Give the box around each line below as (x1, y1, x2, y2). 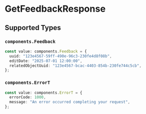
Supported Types (5, 23, 62, 32)
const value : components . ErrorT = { (5, 90, 82, 95)
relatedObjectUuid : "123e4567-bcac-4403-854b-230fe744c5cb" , (9, 63, 142, 68)
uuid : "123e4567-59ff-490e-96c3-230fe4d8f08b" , (9, 53, 112, 59)
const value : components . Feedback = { (5, 49, 87, 54)
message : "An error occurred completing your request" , (9, 100, 130, 105)
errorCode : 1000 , (9, 95, 46, 100)
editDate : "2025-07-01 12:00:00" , (9, 58, 82, 64)
